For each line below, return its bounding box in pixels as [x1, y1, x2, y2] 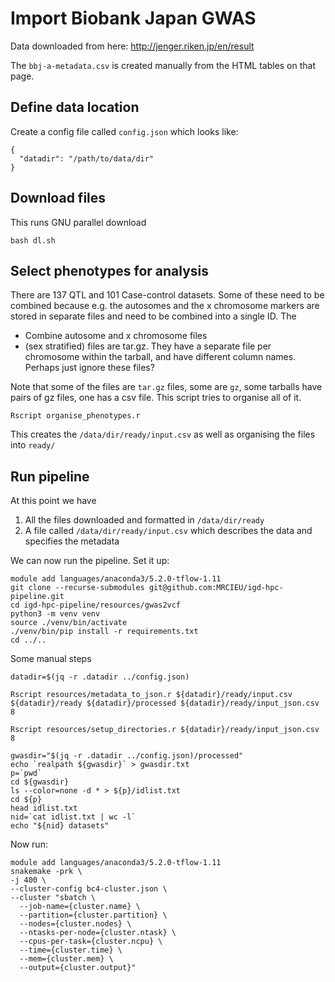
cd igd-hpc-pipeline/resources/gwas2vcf [10, 600, 182, 611]
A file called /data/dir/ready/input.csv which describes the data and [24, 525, 313, 537]
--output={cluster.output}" [19, 963, 137, 973]
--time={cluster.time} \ [19, 945, 123, 956]
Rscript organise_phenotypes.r [10, 411, 141, 421]
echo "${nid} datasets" [10, 821, 110, 831]
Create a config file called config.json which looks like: [10, 125, 239, 137]
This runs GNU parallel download [10, 216, 147, 228]
